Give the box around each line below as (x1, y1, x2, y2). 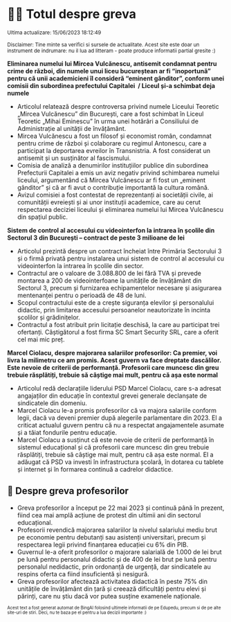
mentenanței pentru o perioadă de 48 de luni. (17, 291, 147, 299)
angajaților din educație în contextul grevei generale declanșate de (17, 391, 207, 400)
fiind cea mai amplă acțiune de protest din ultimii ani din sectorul (17, 510, 201, 519)
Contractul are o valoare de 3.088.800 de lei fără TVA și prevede (17, 269, 202, 277)
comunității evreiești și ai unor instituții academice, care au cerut (17, 197, 201, 206)
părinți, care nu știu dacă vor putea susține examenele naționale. (17, 592, 202, 600)
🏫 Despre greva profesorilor (7, 485, 129, 497)
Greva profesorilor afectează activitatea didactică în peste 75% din (17, 577, 207, 585)
